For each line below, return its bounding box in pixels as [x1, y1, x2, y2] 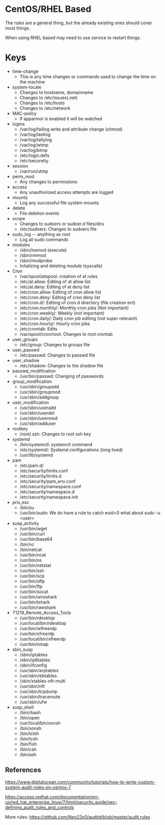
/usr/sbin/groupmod [19, 389, 61, 395]
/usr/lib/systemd [19, 452, 53, 458]
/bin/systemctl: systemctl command [19, 441, 93, 447]
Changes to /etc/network [19, 105, 70, 111]
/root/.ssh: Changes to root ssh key [19, 431, 91, 437]
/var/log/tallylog [19, 137, 52, 142]
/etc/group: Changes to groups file [19, 341, 90, 347]
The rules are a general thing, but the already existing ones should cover [5, 20, 153, 26]
